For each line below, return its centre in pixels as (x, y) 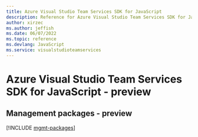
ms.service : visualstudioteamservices (54, 50)
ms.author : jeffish (30, 28)
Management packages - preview (69, 114)
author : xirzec (25, 22)
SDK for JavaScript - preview (79, 92)
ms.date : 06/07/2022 (32, 34)
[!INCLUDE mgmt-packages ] (41, 128)
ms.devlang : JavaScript (35, 45)
